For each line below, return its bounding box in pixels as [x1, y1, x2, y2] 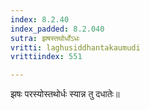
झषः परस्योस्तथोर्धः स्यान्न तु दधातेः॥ [10, 88, 120, 100]
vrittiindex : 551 [10, 52, 83, 62]
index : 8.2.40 [10, 14, 70, 25]
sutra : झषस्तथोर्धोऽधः [10, 33, 80, 43]
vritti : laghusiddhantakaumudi [10, 42, 141, 53]
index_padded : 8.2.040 [10, 24, 105, 34]
